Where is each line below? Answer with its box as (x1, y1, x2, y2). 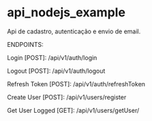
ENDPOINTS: (7, 40, 44, 48)
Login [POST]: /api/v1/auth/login (7, 53, 97, 62)
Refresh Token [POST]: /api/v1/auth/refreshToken (7, 80, 145, 88)
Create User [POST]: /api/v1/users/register (7, 93, 127, 101)
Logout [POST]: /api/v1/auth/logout (7, 67, 106, 75)
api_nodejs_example (7, 5, 126, 20)
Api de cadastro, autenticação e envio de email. (7, 27, 141, 35)
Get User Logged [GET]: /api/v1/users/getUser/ (7, 106, 140, 114)
